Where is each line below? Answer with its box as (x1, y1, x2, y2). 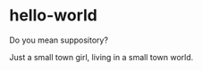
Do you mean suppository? (9, 35, 109, 45)
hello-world (9, 5, 98, 26)
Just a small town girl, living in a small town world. (9, 51, 194, 62)
